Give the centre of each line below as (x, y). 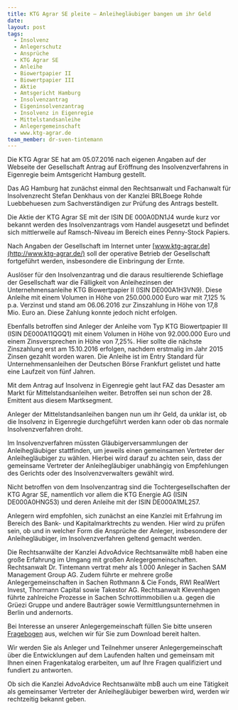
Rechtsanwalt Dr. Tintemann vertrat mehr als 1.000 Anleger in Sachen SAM (117, 567)
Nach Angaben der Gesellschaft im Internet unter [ (81, 246)
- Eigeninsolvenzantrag (49, 106)
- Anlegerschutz (38, 47)
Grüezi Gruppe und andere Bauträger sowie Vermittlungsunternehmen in (114, 605)
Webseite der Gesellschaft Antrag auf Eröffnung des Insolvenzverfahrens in (118, 167)
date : (15, 21)
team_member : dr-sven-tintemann (55, 139)
